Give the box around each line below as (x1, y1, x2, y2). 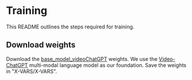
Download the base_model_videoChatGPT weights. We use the (6, 55, 158, 62)
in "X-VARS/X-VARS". (6, 68, 57, 75)
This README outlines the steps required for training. (6, 23, 135, 30)
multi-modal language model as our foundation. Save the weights (29, 61, 187, 68)
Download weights (6, 40, 76, 50)
